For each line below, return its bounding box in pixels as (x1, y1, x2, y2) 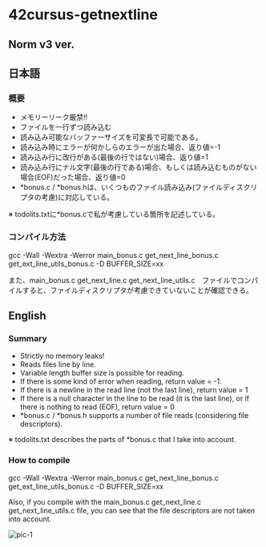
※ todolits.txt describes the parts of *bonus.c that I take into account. (8, 435, 236, 444)
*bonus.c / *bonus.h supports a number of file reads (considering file (19, 411, 249, 420)
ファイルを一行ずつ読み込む (19, 123, 112, 132)
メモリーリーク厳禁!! (19, 112, 88, 122)
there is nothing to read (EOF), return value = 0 (19, 402, 175, 412)
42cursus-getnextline (8, 6, 159, 24)
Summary (8, 332, 48, 344)
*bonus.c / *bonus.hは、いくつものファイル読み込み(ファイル (19, 183, 224, 192)
